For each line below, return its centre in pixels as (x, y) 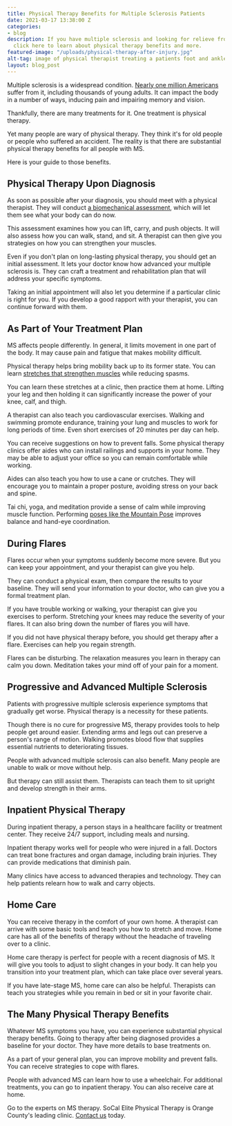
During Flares (37, 544)
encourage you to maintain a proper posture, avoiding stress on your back (113, 486)
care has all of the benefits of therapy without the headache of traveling (109, 936)
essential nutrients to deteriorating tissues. (68, 746)
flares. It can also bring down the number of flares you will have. (98, 624)
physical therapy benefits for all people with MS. (76, 148)
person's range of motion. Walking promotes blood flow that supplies (106, 739)
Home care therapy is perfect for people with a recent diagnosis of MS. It (111, 957)
